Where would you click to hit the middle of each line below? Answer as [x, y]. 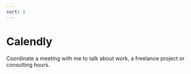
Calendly [29, 41]
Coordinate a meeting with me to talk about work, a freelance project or [95, 58]
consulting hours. [28, 64]
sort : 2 [16, 12]
